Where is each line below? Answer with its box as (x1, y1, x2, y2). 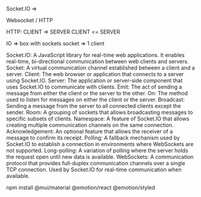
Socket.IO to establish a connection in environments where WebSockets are (6, 141, 194, 147)
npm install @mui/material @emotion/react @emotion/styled (6, 184, 155, 191)
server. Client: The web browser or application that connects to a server (6, 71, 184, 77)
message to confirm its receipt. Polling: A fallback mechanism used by (6, 134, 180, 141)
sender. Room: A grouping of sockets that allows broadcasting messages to (6, 109, 193, 116)
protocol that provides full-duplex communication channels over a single (6, 160, 185, 166)
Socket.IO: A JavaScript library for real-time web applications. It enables (6, 51, 185, 59)
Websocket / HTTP (6, 17, 53, 23)
